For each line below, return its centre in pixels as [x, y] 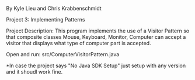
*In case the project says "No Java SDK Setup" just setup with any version [96, 66]
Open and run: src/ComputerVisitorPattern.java [63, 54]
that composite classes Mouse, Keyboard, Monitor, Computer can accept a [96, 37]
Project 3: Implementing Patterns [46, 19]
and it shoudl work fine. [34, 72]
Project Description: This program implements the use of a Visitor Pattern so [98, 31]
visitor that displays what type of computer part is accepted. [79, 43]
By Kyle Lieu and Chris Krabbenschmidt [54, 8]
